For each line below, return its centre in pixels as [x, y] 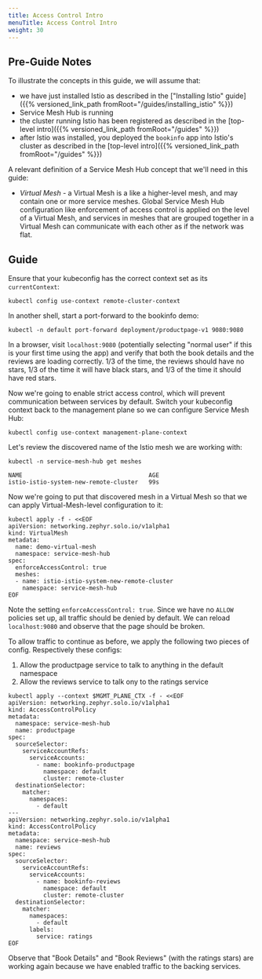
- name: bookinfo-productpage [86, 765]
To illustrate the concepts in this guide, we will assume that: [105, 81]
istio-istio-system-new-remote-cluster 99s [84, 482]
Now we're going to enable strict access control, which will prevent [116, 393]
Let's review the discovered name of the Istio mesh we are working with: [126, 447]
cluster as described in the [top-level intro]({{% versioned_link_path [129, 146]
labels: [42, 930]
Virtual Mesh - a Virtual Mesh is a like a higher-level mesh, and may [128, 193]
